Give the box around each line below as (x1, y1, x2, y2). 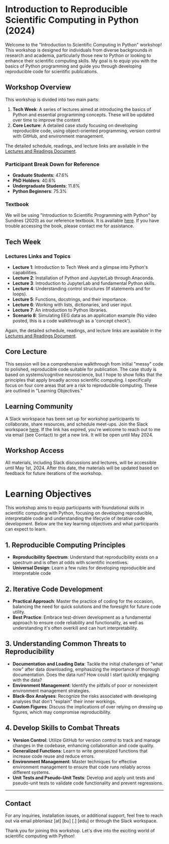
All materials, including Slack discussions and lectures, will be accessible (5, 460, 157, 466)
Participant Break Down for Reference (5, 160, 100, 167)
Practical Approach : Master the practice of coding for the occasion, (12, 598, 154, 605)
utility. (12, 609, 25, 615)
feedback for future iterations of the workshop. (5, 470, 103, 476)
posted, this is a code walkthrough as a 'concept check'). (12, 318, 132, 324)
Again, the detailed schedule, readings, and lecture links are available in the (5, 328, 162, 334)
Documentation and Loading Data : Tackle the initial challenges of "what (12, 660, 163, 667)
